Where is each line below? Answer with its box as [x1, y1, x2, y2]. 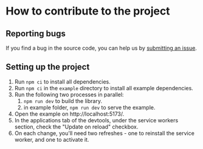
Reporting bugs [5, 28, 66, 39]
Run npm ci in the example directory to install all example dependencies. [14, 84, 194, 91]
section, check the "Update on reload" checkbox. [14, 123, 139, 130]
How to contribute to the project [5, 4, 171, 18]
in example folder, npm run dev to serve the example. [23, 104, 156, 111]
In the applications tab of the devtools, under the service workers [14, 116, 179, 124]
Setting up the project [5, 62, 90, 72]
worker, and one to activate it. [14, 136, 89, 143]
